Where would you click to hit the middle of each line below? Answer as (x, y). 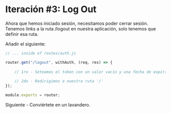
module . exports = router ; (33, 95)
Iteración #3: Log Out (51, 9)
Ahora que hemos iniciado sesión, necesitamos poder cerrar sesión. (77, 23)
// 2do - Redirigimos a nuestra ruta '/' (59, 81)
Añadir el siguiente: (25, 44)
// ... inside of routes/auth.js (41, 53)
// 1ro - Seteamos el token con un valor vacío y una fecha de (83, 72)
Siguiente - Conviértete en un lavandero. (48, 104)
